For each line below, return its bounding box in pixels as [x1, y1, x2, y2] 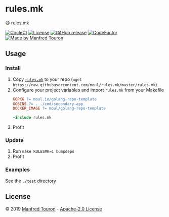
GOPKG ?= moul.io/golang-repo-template [12, 96, 97, 101]
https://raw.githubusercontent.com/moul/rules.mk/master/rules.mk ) [12, 81, 157, 87]
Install [5, 65, 21, 72]
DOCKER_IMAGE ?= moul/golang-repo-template [12, 106, 106, 111]
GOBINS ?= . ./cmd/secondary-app [12, 101, 83, 106]
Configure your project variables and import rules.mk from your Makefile [12, 87, 164, 93]
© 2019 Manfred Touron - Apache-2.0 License [5, 205, 102, 212]
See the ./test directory [5, 178, 57, 184]
